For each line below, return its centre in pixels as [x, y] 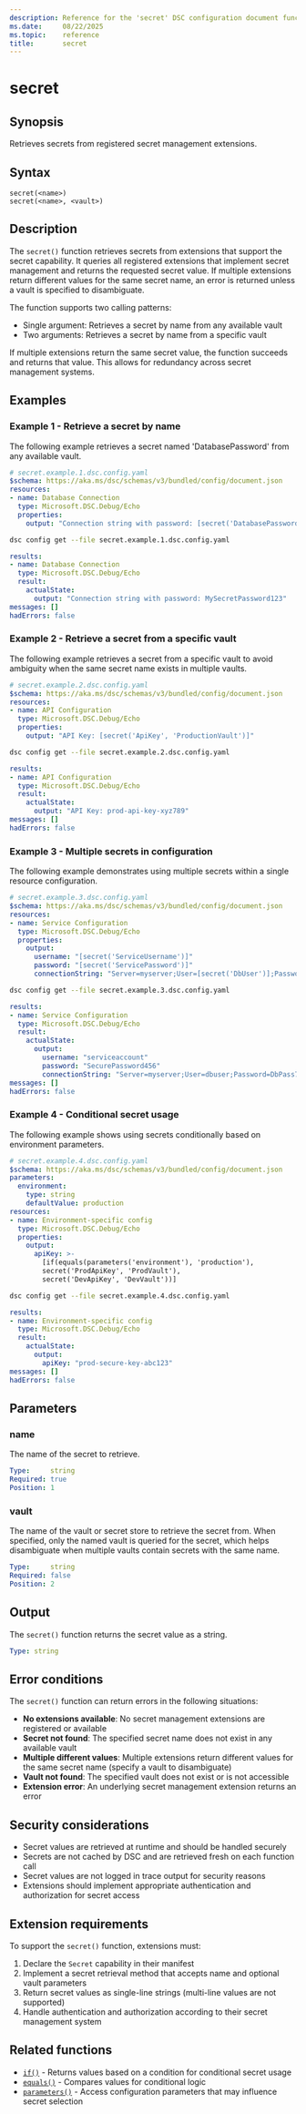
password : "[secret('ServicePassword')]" [113, 965]
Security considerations [79, 1825]
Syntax [30, 173]
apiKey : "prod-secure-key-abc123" [107, 1363]
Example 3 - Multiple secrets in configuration [111, 851]
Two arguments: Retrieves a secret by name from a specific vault [144, 334]
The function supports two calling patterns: [91, 307]
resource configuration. [54, 881]
